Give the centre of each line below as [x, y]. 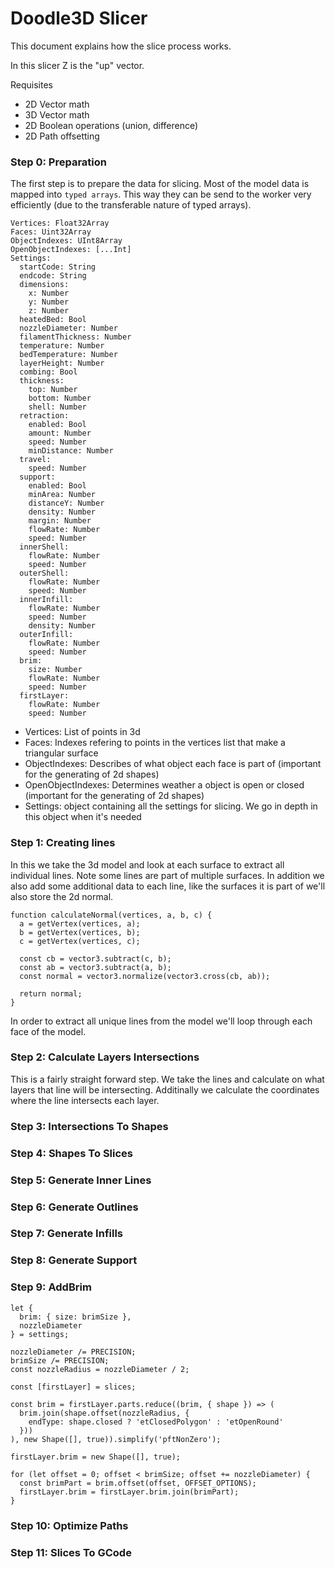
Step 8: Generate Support [74, 1260]
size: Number [55, 670]
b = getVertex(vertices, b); [80, 932]
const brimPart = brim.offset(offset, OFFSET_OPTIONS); [138, 1483]
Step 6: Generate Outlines [74, 1207]
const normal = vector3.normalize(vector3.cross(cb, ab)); [145, 976]
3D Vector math [57, 114]
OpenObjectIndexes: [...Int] [71, 250]
